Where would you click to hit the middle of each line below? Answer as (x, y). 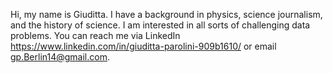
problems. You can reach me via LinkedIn (95, 35)
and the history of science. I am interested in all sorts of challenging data (160, 25)
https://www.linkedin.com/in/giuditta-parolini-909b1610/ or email (143, 46)
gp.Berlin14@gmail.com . (60, 57)
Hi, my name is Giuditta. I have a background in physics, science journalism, (166, 14)
